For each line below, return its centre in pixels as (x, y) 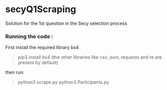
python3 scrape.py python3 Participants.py (63, 82)
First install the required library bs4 (42, 48)
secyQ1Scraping (41, 9)
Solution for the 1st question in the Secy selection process (66, 23)
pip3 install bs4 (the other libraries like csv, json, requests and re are (90, 57)
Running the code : (29, 36)
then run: (15, 72)
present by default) (38, 63)
